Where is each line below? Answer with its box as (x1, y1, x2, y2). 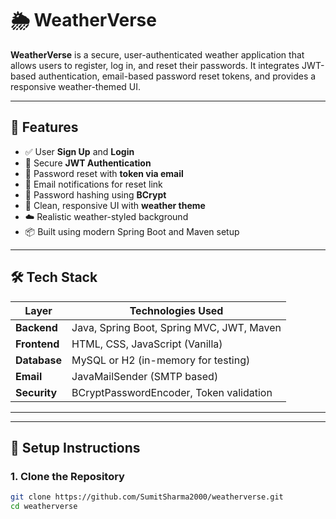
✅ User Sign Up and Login (24, 145, 135, 157)
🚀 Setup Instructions (10, 439, 141, 456)
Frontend (15, 337, 60, 351)
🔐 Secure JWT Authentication (24, 157, 152, 169)
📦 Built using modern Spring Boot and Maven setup (24, 225, 240, 237)
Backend (15, 320, 58, 334)
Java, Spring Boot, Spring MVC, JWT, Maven (71, 320, 282, 334)
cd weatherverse (10, 502, 78, 512)
